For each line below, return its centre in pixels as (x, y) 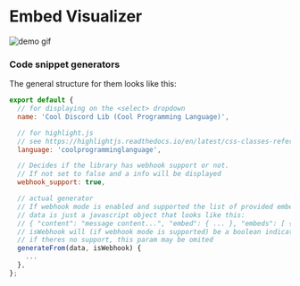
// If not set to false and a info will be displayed (119, 174)
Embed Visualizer (76, 17)
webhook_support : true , (61, 182)
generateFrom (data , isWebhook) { (79, 248)
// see (29, 141)
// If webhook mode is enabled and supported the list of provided (146, 206)
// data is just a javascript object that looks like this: (131, 215)
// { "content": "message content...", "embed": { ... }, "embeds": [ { (155, 223)
